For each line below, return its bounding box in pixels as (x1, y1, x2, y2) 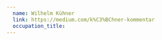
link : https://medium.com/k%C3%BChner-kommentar (12, 16, 155, 23)
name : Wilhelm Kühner (12, 9, 75, 17)
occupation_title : (12, 22, 66, 29)
